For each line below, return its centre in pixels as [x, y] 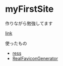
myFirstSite [29, 9]
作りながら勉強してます [29, 23]
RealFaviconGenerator [35, 58]
